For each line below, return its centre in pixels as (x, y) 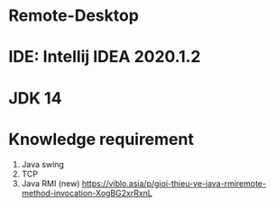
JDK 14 (35, 98)
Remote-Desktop (74, 16)
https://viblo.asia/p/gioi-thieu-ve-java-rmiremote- (174, 183)
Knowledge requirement (101, 139)
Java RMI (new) (51, 183)
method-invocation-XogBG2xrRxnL (87, 193)
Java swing (43, 164)
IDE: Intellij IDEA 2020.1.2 (105, 57)
